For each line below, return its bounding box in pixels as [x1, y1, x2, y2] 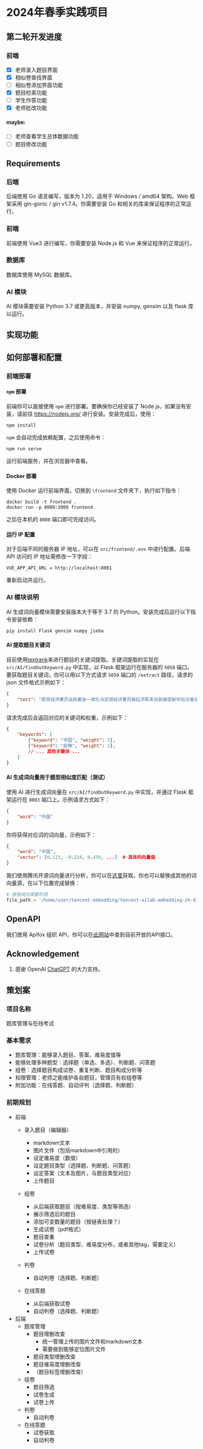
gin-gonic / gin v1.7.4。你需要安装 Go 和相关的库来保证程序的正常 [23, 200, 186, 208]
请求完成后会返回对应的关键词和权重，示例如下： [6, 714, 128, 721]
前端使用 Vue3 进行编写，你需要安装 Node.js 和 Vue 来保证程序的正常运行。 [6, 239, 195, 246]
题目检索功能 [14, 89, 47, 96]
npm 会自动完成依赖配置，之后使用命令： [6, 434, 106, 441]
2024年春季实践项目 [6, 5, 108, 19]
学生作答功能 [14, 96, 47, 104]
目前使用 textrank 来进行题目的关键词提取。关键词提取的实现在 [6, 656, 159, 663]
